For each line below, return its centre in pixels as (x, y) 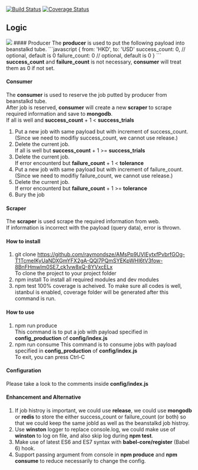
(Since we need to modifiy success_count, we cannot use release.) (96, 138)
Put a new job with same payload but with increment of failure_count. (99, 170)
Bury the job (30, 195)
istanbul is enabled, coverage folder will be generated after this (92, 292)
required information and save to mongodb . (59, 114)
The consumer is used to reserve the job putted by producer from (87, 95)
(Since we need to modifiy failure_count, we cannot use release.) (94, 176)
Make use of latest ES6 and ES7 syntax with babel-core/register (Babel (102, 442)
